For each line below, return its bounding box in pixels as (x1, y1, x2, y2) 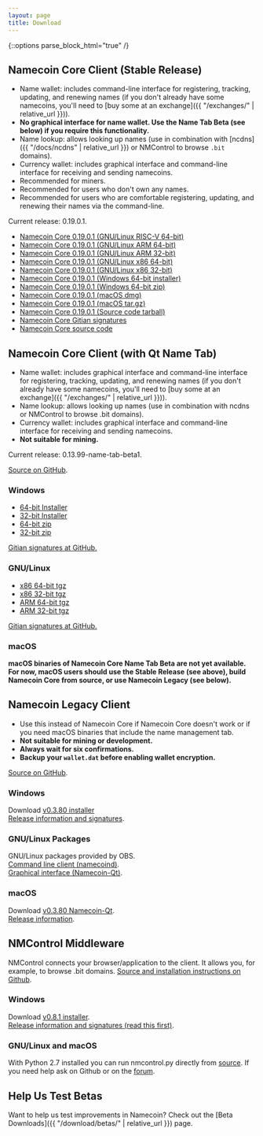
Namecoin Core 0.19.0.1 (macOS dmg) (19, 291, 142, 300)
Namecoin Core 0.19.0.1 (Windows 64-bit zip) (19, 282, 166, 291)
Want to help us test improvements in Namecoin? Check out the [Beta (8, 1110, 233, 1119)
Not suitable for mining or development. (19, 736, 153, 745)
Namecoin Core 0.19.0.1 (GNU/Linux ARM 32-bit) (19, 249, 177, 258)
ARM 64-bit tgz (19, 597, 70, 607)
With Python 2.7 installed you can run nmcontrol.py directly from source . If (8, 1058, 250, 1067)
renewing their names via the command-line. (19, 202, 165, 211)
